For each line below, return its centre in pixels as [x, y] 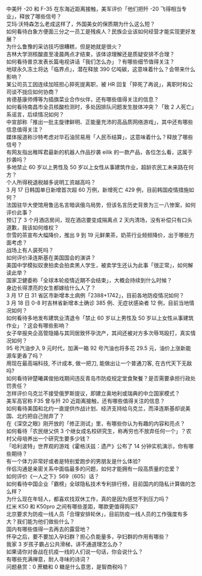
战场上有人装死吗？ [30, 250]
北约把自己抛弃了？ [40, 416]
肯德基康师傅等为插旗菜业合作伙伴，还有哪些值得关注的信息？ [83, 99]
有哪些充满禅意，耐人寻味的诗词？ [48, 559]
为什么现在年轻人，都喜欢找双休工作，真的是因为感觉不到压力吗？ [88, 499]
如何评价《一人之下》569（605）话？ [53, 476]
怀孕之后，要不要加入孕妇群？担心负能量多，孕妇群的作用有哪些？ [88, 536]
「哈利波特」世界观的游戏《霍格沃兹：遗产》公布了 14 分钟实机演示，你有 [97, 446]
